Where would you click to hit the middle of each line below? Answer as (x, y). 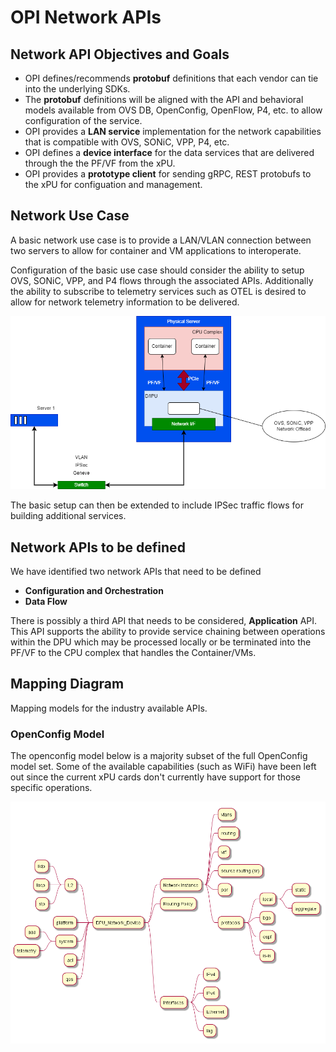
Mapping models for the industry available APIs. (109, 708)
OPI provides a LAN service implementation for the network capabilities (173, 131)
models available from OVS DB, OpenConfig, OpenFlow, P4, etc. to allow (173, 110)
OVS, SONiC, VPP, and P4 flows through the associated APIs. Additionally (162, 280)
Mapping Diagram (67, 684)
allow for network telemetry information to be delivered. (125, 302)
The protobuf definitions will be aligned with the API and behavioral (164, 99)
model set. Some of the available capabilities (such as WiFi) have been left (163, 767)
